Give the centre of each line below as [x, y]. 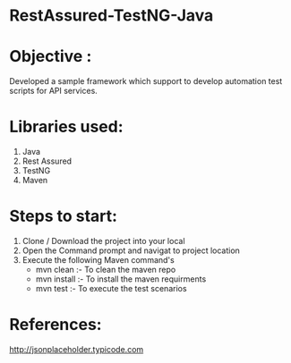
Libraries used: [66, 127]
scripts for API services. [54, 91]
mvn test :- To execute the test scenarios [111, 288]
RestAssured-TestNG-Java [111, 16]
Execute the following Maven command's [98, 260]
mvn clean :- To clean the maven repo [106, 270]
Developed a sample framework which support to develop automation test [146, 81]
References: [56, 325]
